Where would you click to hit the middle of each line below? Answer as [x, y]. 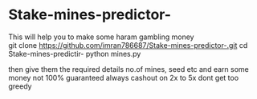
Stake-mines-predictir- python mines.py [75, 53]
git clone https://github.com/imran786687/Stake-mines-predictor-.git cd [128, 45]
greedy [20, 86]
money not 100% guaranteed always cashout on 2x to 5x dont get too [124, 77]
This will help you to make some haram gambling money [101, 37]
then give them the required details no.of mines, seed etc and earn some [128, 69]
